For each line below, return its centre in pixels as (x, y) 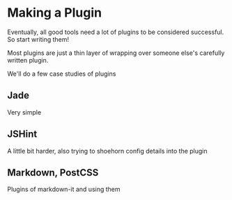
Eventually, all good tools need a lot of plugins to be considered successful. (116, 32)
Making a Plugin (55, 13)
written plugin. (28, 60)
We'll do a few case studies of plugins (62, 74)
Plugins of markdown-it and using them (64, 190)
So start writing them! (38, 39)
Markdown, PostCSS (53, 173)
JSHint (22, 134)
